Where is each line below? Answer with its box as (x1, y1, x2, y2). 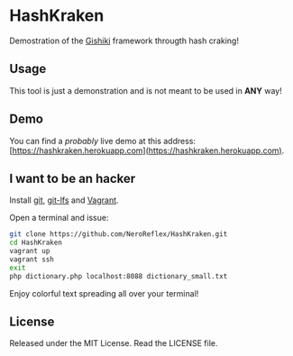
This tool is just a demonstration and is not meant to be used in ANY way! (9, 85, 282, 96)
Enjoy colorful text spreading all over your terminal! (9, 288, 199, 298)
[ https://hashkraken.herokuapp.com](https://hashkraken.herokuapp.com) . (9, 145, 285, 156)
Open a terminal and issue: (9, 213, 109, 224)
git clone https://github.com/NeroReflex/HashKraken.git (9, 230, 228, 239)
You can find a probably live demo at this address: (9, 135, 197, 146)
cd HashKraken (9, 238, 63, 248)
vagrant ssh (9, 255, 54, 264)
